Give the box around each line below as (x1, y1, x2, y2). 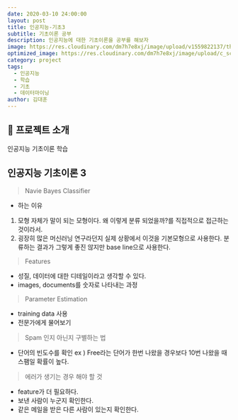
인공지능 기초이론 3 (7, 167, 87, 179)
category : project (7, 57, 62, 64)
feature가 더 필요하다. (17, 387, 79, 396)
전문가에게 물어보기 (17, 318, 72, 326)
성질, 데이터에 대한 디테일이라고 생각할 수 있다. (17, 271, 147, 280)
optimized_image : (7, 50, 59, 57)
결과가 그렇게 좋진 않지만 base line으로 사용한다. (36, 243, 171, 251)
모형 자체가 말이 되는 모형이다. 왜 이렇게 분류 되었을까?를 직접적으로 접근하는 (17, 216, 229, 224)
